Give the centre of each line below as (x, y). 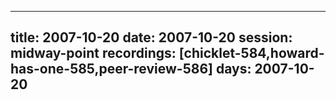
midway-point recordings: (93, 53)
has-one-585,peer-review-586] (111, 69)
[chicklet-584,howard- (251, 53)
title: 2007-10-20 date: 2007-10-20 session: (151, 37)
